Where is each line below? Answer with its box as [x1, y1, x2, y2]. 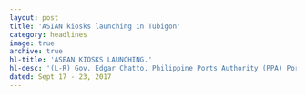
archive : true [9, 47, 64, 56]
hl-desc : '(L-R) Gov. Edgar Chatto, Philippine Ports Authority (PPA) [9, 64, 283, 73]
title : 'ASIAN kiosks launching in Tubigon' [9, 22, 181, 31]
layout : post [9, 13, 59, 23]
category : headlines [9, 30, 88, 39]
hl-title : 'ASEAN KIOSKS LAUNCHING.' [9, 55, 153, 64]
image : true [9, 38, 55, 48]
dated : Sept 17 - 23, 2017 [9, 72, 112, 81]
